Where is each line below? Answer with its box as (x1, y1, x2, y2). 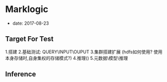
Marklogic (5, 4, 49, 15)
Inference (5, 70, 36, 78)
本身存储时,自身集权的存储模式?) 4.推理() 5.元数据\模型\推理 (5, 55, 128, 61)
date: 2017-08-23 (12, 20, 49, 26)
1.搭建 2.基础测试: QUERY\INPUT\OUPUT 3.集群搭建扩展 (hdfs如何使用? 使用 (5, 49, 163, 55)
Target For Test (5, 35, 54, 43)
